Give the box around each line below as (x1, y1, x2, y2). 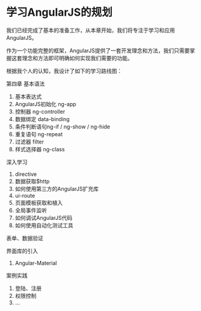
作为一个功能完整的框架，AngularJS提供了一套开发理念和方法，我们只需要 (6, 46, 190, 54)
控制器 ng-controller (14, 108, 65, 115)
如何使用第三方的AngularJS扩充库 (14, 185, 99, 192)
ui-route (14, 192, 36, 199)
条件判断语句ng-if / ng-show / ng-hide (14, 123, 110, 130)
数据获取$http (14, 177, 50, 184)
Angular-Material (14, 259, 57, 266)
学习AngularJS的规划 (6, 5, 113, 19)
